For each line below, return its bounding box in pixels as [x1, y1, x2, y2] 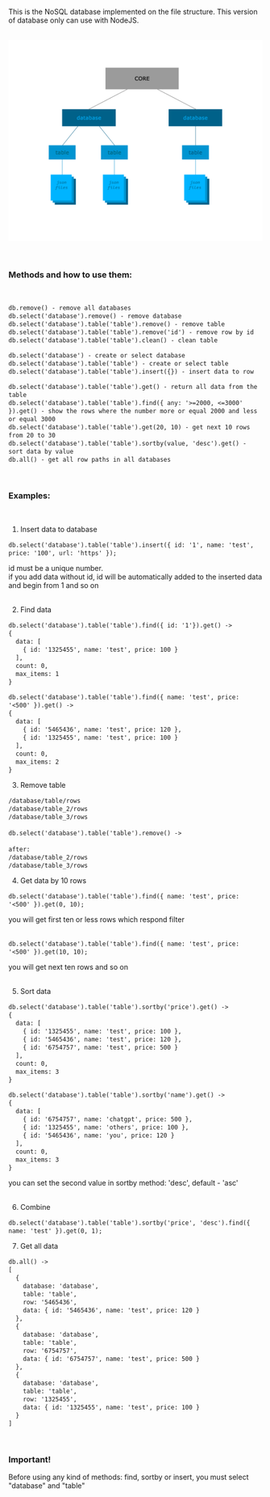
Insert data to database [19, 524, 98, 534]
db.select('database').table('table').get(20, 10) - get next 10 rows [8, 424, 251, 432]
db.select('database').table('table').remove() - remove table [8, 320, 226, 328]
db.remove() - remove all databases [8, 304, 131, 312]
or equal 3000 [8, 416, 56, 424]
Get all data [19, 1241, 59, 1250]
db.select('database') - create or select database [8, 352, 185, 360]
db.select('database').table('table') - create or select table [8, 360, 229, 368]
